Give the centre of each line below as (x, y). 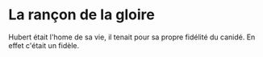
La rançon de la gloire (82, 15)
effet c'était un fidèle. (44, 45)
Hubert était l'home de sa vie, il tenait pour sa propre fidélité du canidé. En (132, 37)
